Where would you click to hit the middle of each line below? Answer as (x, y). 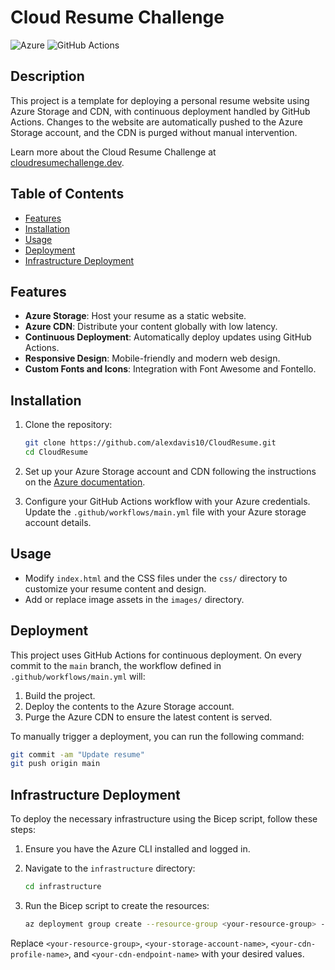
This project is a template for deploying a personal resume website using (160, 100)
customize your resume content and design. (115, 588)
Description (47, 76)
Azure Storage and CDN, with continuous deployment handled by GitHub (160, 111)
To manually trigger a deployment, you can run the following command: (157, 736)
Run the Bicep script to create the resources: (117, 905)
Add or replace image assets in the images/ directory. (134, 599)
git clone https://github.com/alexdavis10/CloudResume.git (150, 443)
